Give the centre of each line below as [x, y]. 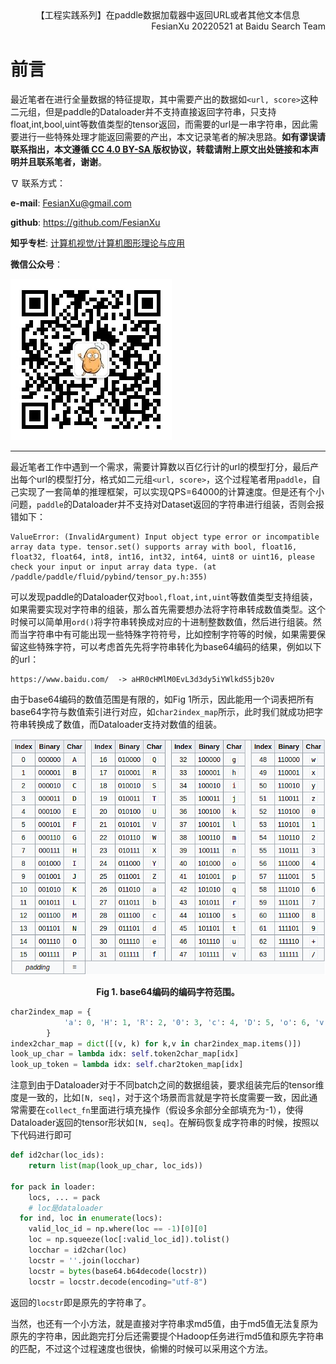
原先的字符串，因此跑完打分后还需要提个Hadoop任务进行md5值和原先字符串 [167, 1336]
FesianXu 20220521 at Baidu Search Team [238, 26]
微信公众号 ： [36, 264]
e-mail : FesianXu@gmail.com [71, 203]
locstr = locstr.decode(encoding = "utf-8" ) [118, 1282]
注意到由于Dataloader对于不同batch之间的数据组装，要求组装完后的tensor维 [167, 1085]
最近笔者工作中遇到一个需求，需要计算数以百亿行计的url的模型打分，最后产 [165, 466]
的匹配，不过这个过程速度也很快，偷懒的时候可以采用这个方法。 [141, 1348]
